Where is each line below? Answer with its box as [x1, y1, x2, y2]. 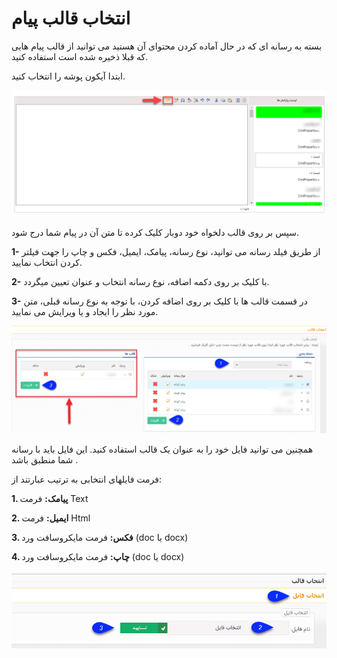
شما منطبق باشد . [11, 453, 79, 466]
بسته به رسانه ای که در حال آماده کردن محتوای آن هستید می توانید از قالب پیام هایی [11, 40, 323, 52]
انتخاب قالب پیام [11, 7, 131, 30]
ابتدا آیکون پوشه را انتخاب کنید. [11, 70, 126, 82]
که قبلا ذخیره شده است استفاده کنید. [11, 50, 149, 62]
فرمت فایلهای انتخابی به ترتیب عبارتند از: [11, 473, 162, 485]
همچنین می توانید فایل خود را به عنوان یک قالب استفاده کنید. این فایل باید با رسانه [11, 443, 314, 455]
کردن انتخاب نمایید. [11, 256, 83, 268]
